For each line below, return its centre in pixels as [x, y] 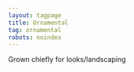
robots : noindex [35, 37]
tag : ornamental [35, 30]
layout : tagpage [35, 15]
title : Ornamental [38, 23]
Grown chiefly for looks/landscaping [67, 59]
